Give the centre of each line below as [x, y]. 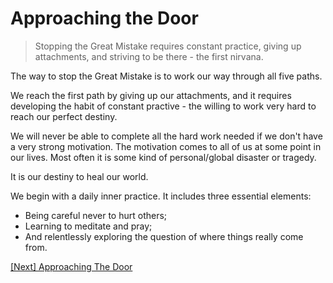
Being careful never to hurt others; [96, 215]
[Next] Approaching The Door [71, 266]
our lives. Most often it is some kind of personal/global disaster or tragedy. [163, 157]
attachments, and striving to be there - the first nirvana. [149, 56]
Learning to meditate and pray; [88, 226]
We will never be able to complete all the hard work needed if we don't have [166, 136]
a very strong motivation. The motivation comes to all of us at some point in [166, 146]
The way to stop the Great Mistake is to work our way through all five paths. [166, 76]
